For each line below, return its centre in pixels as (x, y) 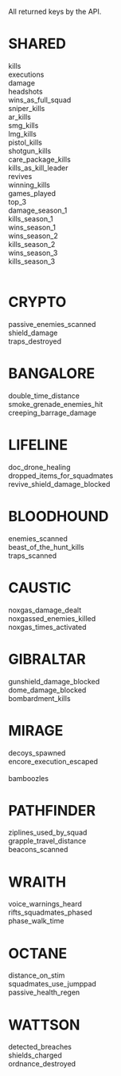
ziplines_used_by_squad (48, 833)
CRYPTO (37, 302)
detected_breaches (40, 1047)
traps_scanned (33, 556)
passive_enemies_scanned (52, 324)
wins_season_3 (33, 253)
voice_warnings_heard (45, 904)
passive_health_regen (44, 992)
